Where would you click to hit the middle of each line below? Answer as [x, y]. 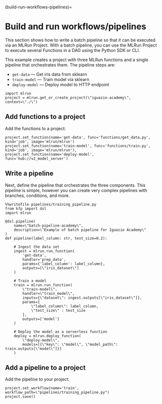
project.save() [20, 397]
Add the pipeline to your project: [37, 379]
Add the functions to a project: [36, 129]
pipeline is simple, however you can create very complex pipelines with [76, 190]
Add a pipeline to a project [45, 367]
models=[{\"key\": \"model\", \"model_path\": [70, 344]
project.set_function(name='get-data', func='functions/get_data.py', [78, 137]
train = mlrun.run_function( [43, 285]
